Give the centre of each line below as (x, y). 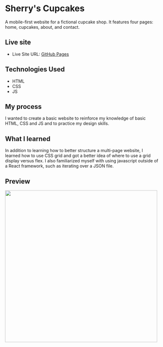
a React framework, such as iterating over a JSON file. (59, 166)
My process (23, 107)
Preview (18, 181)
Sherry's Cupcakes (45, 9)
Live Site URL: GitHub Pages (40, 54)
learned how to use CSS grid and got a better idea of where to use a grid (78, 156)
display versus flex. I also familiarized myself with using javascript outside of (82, 161)
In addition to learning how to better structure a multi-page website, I (74, 151)
